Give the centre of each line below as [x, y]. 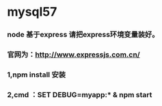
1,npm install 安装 [37, 75]
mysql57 [32, 12]
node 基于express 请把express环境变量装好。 [83, 35]
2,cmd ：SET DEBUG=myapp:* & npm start [80, 94]
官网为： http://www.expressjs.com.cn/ [73, 55]
